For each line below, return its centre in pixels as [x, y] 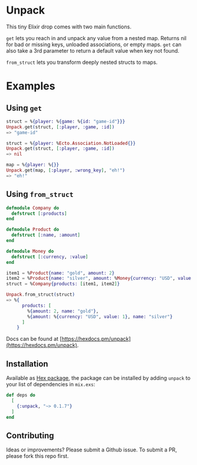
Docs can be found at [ [34, 339]
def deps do [21, 395]
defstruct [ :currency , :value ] [50, 257]
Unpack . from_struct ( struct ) [41, 295]
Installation [27, 364]
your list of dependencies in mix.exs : [51, 385]
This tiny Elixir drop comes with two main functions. [69, 27]
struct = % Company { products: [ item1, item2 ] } [63, 284]
